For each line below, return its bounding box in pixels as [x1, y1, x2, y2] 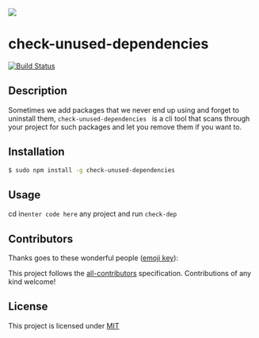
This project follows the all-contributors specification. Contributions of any [8, 269, 252, 278]
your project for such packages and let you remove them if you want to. [8, 122, 242, 132]
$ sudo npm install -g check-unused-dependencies [8, 166, 176, 174]
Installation [8, 145, 65, 159]
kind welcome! [8, 277, 56, 286]
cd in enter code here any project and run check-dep [8, 209, 177, 219]
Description [8, 84, 67, 98]
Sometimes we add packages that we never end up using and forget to [8, 105, 240, 114]
